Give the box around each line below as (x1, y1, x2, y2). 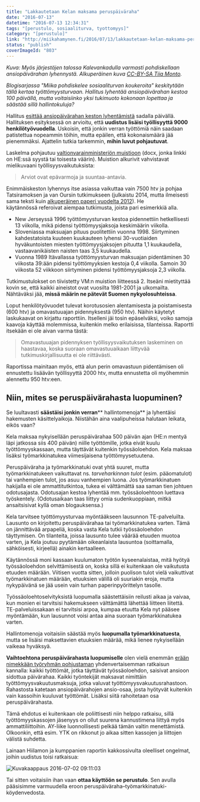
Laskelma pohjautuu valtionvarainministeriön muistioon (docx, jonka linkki (6, 149, 186, 156)
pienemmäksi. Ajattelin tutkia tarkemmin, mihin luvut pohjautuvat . (6, 138, 168, 145)
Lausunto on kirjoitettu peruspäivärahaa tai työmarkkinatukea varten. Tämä (6, 519, 190, 526)
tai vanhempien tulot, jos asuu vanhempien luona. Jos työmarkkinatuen (6, 476, 181, 483)
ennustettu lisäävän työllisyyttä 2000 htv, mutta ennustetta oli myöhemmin (6, 369, 189, 376)
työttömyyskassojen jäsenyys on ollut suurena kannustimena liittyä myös (6, 716, 185, 723)
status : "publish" (6, 42, 52, 48)
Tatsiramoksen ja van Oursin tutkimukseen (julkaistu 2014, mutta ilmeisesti (6, 191, 189, 198)
